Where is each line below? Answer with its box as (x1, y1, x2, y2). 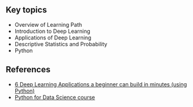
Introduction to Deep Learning (14, 27, 91, 35)
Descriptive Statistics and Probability (14, 40, 107, 47)
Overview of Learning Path (14, 21, 82, 28)
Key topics (5, 5, 47, 15)
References (5, 64, 51, 75)
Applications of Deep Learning (14, 33, 92, 41)
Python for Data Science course (14, 94, 95, 101)
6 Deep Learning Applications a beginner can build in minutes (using (14, 80, 188, 88)
